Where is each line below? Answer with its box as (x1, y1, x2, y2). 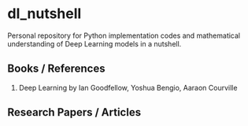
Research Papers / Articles (7, 106, 142, 119)
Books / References (7, 62, 105, 76)
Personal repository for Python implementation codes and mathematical (7, 31, 241, 40)
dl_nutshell (7, 5, 82, 23)
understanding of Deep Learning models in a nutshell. (7, 39, 182, 48)
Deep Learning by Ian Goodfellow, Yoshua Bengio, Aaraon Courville (18, 83, 238, 92)
